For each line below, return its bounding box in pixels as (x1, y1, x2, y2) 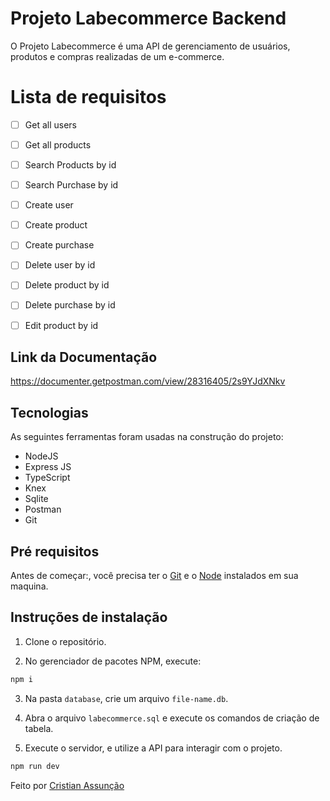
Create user (24, 199, 74, 211)
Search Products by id (24, 159, 117, 171)
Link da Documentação (10, 348, 158, 366)
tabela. (24, 722, 54, 734)
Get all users (24, 118, 77, 131)
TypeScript (24, 472, 71, 484)
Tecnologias (10, 404, 89, 421)
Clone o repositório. (24, 635, 107, 647)
